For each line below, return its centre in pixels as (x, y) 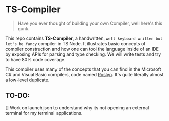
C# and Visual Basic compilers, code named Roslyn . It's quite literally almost (84, 74)
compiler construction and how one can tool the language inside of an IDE (82, 49)
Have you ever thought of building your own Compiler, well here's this (90, 23)
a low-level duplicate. (27, 80)
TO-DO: (18, 96)
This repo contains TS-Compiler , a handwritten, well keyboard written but (84, 38)
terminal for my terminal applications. (44, 113)
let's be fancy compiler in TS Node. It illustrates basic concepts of (75, 43)
